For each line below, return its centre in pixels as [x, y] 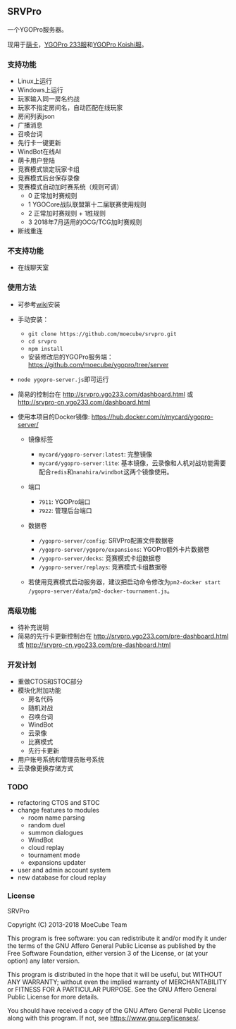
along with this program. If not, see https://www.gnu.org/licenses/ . [104, 1018]
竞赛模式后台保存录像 [48, 178]
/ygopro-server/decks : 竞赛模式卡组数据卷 [100, 558]
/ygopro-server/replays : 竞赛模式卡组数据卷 [103, 567]
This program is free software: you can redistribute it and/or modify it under [117, 938]
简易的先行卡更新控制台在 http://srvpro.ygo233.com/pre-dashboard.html [123, 636]
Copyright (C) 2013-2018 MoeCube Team [67, 924]
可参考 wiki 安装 [39, 304]
